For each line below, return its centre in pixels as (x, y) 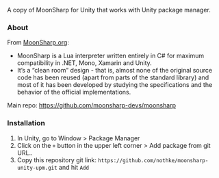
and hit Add (74, 167)
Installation (26, 123)
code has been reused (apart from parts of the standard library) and (113, 77)
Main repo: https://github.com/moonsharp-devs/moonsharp (92, 105)
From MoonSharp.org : (38, 42)
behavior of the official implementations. (74, 92)
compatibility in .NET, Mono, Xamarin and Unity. (84, 63)
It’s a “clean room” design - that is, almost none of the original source (115, 71)
